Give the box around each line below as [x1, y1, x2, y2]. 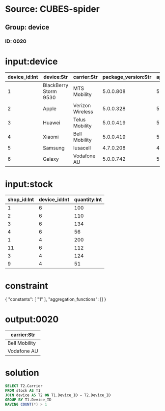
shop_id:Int [7, 196, 34, 203]
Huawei [43, 119, 60, 126]
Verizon [73, 102, 91, 109]
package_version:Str [102, 74, 152, 81]
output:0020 [5, 314, 59, 325]
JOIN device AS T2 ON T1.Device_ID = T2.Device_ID [5, 392, 111, 398]
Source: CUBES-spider [5, 3, 100, 15]
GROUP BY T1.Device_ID [5, 397, 52, 402]
